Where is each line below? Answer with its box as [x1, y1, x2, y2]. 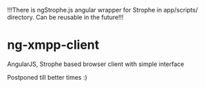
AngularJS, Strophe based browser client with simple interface [7, 60, 184, 68]
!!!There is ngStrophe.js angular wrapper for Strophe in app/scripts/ [7, 6, 198, 14]
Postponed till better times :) [7, 73, 87, 81]
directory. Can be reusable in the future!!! [7, 13, 124, 21]
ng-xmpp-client [7, 37, 100, 53]
